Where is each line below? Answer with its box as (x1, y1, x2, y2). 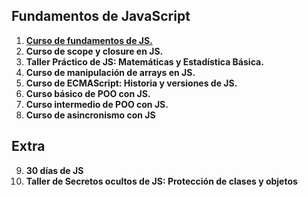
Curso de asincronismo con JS (25, 109, 156, 121)
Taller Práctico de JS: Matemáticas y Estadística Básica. (25, 55, 264, 68)
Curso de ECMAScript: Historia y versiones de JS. (25, 77, 238, 89)
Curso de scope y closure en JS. (25, 45, 164, 57)
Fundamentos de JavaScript (11, 8, 191, 25)
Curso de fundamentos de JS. (25, 34, 153, 46)
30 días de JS (25, 164, 84, 176)
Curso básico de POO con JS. (25, 87, 151, 99)
